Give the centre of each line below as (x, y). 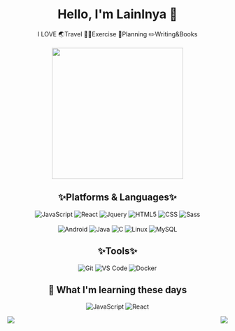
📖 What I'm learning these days (117, 290)
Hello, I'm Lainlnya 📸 (117, 14)
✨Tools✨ (117, 251)
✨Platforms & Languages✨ (117, 198)
